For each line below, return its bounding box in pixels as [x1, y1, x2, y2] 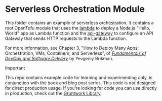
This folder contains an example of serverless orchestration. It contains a [5, 20, 154, 26]
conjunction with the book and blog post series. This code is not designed [5, 80, 156, 86]
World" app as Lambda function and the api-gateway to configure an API [5, 30, 153, 36]
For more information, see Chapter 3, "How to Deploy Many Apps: [5, 45, 139, 51]
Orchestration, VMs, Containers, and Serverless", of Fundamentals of [5, 50, 147, 56]
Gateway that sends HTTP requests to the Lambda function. [5, 35, 127, 41]
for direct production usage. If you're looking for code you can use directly [5, 85, 157, 91]
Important [5, 65, 25, 71]
